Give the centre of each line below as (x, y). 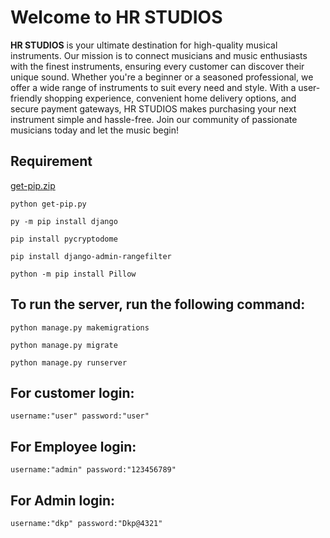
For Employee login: (73, 446)
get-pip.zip (33, 185)
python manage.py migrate (64, 345)
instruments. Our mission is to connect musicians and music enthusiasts (159, 55)
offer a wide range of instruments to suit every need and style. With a (153, 87)
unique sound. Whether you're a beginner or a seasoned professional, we (162, 77)
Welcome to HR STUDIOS (116, 17)
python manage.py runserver (69, 362)
